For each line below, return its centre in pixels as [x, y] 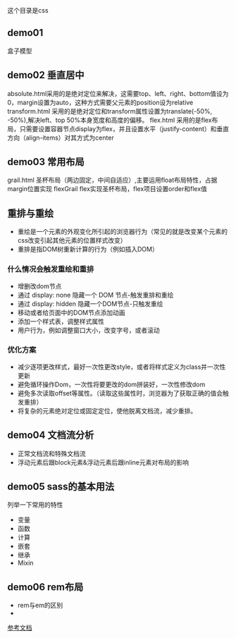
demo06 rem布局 [45, 587]
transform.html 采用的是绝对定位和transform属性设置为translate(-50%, [110, 111]
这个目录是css [28, 10]
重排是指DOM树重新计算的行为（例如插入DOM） [88, 250]
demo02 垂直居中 [46, 75]
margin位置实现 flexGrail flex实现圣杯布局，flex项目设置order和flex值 [107, 189]
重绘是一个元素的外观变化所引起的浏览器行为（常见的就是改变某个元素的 [122, 232]
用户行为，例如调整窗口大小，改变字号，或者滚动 [88, 330]
